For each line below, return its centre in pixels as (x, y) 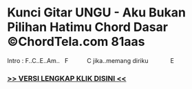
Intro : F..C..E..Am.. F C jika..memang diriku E (90, 60)
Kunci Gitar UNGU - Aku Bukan (96, 13)
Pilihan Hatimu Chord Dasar (88, 27)
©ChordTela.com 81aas (76, 42)
